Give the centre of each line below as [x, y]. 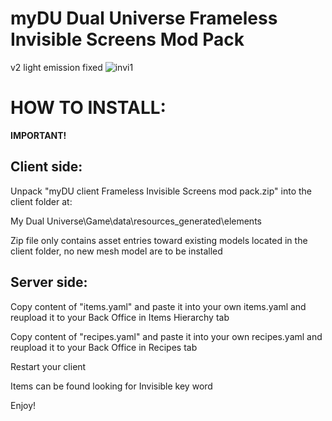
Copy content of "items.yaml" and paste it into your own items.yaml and [158, 306]
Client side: [46, 167]
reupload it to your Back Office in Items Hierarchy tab [120, 317]
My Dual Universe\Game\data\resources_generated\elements [136, 221]
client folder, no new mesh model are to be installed [116, 251]
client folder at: [41, 201]
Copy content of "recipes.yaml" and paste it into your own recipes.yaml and [166, 336]
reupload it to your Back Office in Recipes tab [104, 347]
